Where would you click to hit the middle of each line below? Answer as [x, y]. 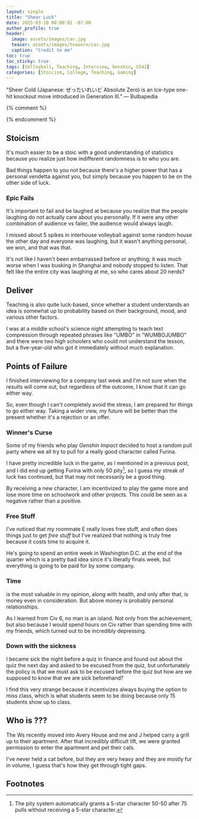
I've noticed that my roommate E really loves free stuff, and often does [92, 529]
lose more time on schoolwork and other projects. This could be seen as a [97, 494]
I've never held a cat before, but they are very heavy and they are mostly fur [99, 759]
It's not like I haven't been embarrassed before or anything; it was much [94, 259]
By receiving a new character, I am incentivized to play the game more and [97, 488]
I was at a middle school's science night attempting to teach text [85, 329]
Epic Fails [20, 198]
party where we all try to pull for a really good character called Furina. [91, 452]
